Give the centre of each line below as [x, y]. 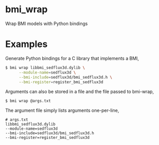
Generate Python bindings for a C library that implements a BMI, [72, 58]
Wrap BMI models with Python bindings [46, 23]
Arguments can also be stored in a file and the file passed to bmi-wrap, [80, 92]
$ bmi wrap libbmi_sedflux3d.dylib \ [45, 67]
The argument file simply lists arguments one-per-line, [62, 110]
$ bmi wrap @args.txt [28, 101]
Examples [26, 44]
